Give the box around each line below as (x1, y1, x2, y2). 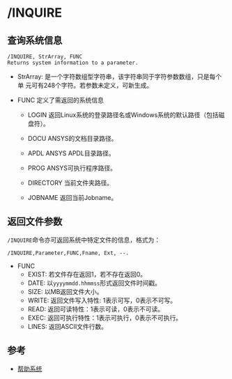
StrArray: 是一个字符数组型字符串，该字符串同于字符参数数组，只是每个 (17, 72, 222, 81)
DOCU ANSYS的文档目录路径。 (27, 134, 118, 142)
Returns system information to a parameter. (7, 59, 139, 66)
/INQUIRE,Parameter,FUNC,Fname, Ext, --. (7, 249, 130, 256)
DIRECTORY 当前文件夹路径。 (27, 179, 114, 187)
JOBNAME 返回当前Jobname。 (27, 194, 118, 201)
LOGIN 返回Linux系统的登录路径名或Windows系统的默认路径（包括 (27, 111, 219, 119)
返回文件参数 (7, 216, 63, 228)
